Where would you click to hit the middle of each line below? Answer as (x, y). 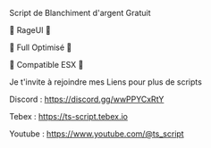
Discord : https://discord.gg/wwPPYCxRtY (87, 99)
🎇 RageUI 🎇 (30, 30)
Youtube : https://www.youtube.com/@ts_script (97, 134)
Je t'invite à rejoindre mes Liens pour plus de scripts (106, 82)
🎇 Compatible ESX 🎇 (46, 65)
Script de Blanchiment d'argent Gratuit (80, 13)
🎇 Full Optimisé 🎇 (41, 47)
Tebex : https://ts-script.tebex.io (68, 116)
